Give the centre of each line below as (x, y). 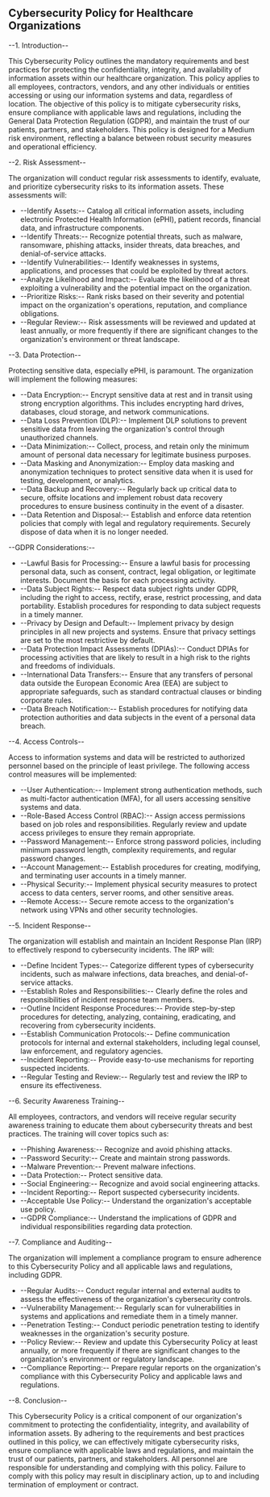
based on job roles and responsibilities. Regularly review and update (133, 824)
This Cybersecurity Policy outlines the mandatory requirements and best (129, 60)
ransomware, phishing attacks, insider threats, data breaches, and (130, 244)
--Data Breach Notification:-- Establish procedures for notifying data (134, 708)
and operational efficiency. (52, 146)
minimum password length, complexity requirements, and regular (128, 849)
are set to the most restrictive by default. (87, 640)
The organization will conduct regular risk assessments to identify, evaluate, (135, 177)
